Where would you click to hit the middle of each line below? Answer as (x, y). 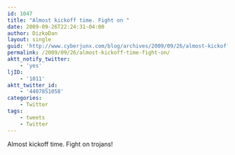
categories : (24, 98)
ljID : (15, 72)
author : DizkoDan (33, 33)
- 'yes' (31, 66)
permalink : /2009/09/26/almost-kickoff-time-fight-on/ (89, 53)
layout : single (29, 40)
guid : (15, 46)
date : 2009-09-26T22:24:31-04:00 (56, 27)
